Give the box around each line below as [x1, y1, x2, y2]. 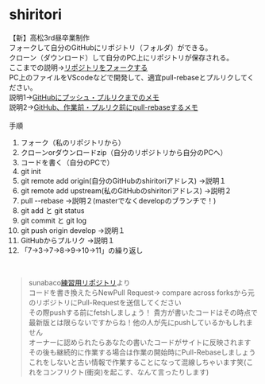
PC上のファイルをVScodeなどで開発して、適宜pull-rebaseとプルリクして [9, 72, 248, 82]
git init [20, 166, 41, 176]
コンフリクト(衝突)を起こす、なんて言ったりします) [42, 367, 209, 377]
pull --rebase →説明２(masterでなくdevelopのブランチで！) [20, 196, 217, 205]
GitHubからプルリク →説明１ [20, 235, 115, 245]
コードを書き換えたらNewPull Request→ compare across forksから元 [28, 288, 255, 297]
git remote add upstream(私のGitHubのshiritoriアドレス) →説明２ [20, 185, 232, 196]
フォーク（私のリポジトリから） [20, 138, 125, 147]
